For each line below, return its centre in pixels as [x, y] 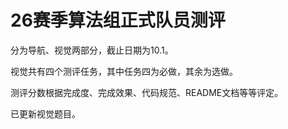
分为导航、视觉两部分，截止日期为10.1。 [92, 50]
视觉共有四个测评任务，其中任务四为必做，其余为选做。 [124, 71]
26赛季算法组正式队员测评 [118, 20]
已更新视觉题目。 [45, 113]
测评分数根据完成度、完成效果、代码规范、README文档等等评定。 [147, 92]
